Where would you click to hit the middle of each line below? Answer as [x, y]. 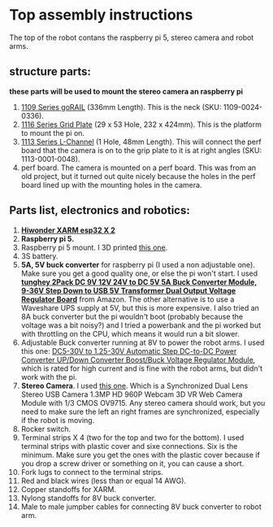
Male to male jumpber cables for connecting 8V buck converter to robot [141, 507]
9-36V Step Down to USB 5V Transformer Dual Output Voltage [128, 290]
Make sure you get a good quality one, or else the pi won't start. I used [139, 273]
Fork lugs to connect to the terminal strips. [92, 472]
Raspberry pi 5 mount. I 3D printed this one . [94, 247]
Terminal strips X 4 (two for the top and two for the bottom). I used [132, 438]
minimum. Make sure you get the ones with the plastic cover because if [141, 455]
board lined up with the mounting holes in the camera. [111, 185]
